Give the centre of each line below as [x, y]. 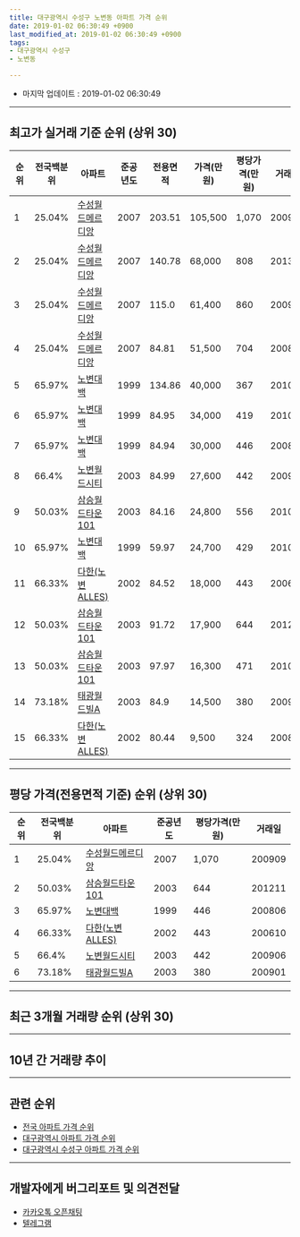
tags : [19, 43]
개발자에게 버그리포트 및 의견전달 [95, 1188]
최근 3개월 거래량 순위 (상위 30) [92, 1017]
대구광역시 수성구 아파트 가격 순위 [81, 1149]
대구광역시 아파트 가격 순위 [69, 1139]
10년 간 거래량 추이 [58, 1060]
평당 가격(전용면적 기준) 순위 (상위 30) [108, 794]
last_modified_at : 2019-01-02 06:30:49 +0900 [95, 34]
